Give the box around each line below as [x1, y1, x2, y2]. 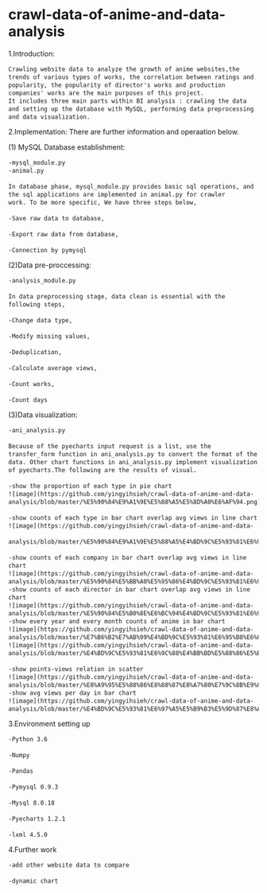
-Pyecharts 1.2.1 [8, 814, 66, 823]
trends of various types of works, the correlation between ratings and [8, 73, 254, 81]
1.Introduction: [8, 49, 56, 58]
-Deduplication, [8, 348, 62, 356]
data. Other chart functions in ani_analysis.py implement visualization [8, 458, 258, 466]
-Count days [8, 396, 48, 404]
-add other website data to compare [8, 861, 130, 869]
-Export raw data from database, [8, 230, 119, 238]
